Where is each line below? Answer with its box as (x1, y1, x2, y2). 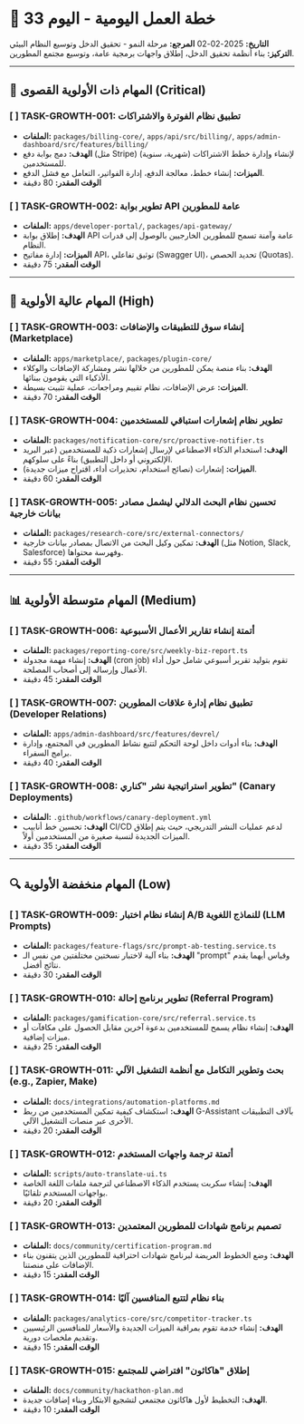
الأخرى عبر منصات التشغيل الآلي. (22, 1115, 134, 1126)
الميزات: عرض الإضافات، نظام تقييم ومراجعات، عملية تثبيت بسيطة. (22, 381, 249, 393)
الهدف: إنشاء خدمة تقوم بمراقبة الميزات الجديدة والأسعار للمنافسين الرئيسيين (22, 1322, 283, 1332)
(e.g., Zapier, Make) (9, 1075, 98, 1088)
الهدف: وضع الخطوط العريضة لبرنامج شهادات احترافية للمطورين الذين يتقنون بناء (22, 1250, 294, 1261)
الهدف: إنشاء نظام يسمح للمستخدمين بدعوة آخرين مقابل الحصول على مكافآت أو (22, 1022, 294, 1033)
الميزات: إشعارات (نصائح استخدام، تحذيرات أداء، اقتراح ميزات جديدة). (22, 463, 258, 474)
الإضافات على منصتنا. (22, 1260, 95, 1271)
